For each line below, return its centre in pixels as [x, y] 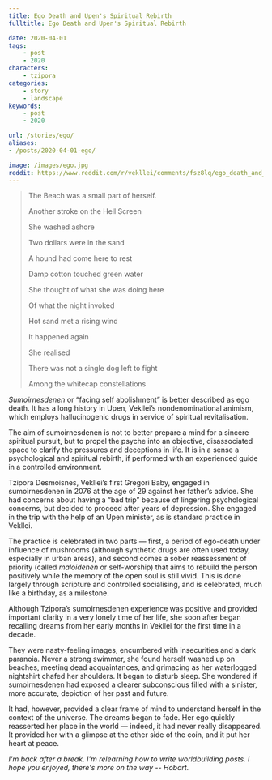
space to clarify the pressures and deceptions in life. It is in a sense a [124, 450]
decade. [22, 635]
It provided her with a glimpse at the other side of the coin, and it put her [130, 735]
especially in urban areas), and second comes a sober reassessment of [127, 559]
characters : [28, 68]
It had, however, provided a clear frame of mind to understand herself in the [135, 709]
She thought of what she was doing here [96, 290]
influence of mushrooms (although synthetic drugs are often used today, [130, 550]
